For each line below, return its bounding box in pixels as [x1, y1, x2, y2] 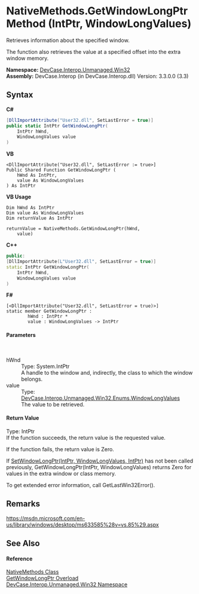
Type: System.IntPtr [21, 363, 70, 370]
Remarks [6, 499, 41, 509]
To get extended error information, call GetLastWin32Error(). [6, 481, 155, 488]
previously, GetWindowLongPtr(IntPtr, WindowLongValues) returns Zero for [6, 463, 192, 470]
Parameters [6, 331, 36, 338]
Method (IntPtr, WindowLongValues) [6, 17, 192, 30]
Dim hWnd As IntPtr [6, 205, 55, 211]
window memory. [6, 54, 49, 62]
